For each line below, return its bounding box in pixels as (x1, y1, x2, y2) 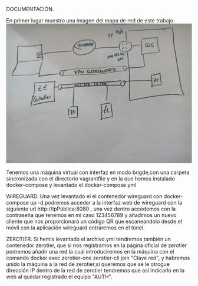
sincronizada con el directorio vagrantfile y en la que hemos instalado (6, 175, 175, 182)
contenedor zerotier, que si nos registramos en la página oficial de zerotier (6, 242, 187, 249)
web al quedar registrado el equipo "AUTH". (6, 273, 113, 280)
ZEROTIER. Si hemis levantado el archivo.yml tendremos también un (6, 236, 171, 242)
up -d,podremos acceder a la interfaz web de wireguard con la (30, 199, 183, 206)
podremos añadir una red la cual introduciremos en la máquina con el (6, 248, 174, 255)
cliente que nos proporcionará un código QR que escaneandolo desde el (6, 218, 183, 225)
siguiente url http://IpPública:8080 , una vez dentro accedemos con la (6, 205, 176, 212)
